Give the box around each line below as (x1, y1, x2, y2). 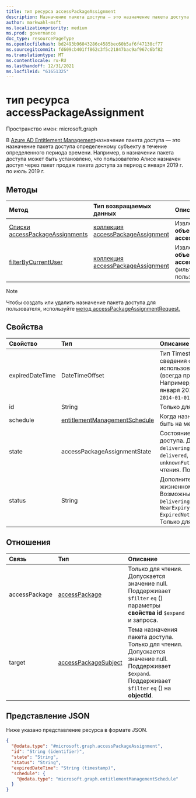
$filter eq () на (128, 684, 171, 692)
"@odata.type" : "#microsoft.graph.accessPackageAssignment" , (11, 744, 163, 749)
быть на (159, 419, 183, 428)
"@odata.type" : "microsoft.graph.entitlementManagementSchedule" (16, 776, 179, 782)
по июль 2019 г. (6, 168, 45, 175)
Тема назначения (128, 625, 178, 634)
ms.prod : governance (6, 30, 57, 36)
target (9, 658, 26, 666)
